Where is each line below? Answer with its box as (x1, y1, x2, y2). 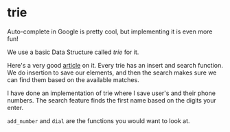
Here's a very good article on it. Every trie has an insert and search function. (7, 61, 223, 69)
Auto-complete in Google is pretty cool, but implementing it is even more (7, 27, 213, 36)
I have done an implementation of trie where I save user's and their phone (7, 89, 216, 97)
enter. (7, 103, 24, 111)
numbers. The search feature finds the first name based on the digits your (7, 96, 216, 104)
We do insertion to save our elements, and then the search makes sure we (7, 68, 217, 77)
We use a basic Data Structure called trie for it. (7, 48, 139, 56)
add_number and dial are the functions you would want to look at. (7, 116, 190, 124)
